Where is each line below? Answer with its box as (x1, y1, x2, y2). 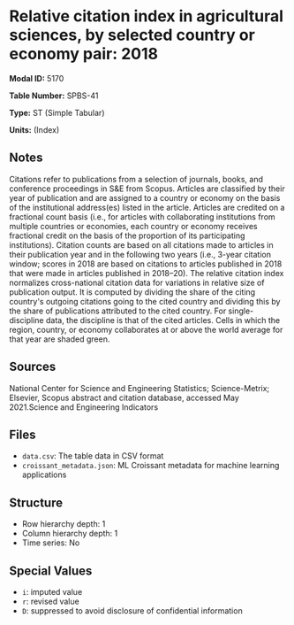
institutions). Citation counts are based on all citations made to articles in (9, 239, 274, 250)
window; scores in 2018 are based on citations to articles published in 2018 (9, 258, 283, 269)
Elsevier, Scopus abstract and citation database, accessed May (9, 392, 240, 403)
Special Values (9, 563, 93, 578)
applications (21, 469, 67, 480)
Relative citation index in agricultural (9, 6, 284, 27)
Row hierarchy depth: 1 (21, 519, 106, 529)
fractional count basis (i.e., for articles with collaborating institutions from (9, 211, 275, 222)
